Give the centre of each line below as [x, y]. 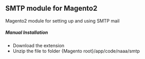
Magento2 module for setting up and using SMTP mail [62, 21]
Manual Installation [27, 32]
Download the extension [39, 45]
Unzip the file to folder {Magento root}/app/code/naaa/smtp [76, 51]
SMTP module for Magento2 [51, 8]
